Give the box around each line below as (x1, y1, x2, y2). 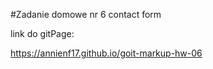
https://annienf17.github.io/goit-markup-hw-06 (10, 47, 203, 59)
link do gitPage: (10, 28, 75, 39)
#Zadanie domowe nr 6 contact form (10, 9, 162, 20)
